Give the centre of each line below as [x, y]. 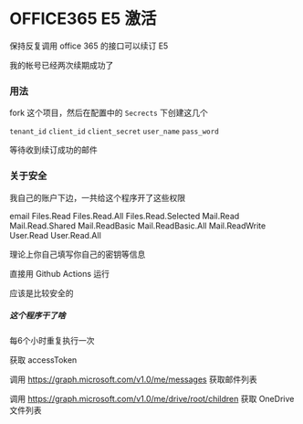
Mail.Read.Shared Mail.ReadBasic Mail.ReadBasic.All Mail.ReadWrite [138, 226]
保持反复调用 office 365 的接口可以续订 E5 [89, 46]
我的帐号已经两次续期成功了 [62, 65]
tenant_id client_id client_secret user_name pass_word [114, 132]
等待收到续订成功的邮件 [53, 150]
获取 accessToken [43, 360]
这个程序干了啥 [37, 315]
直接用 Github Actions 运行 [60, 273]
